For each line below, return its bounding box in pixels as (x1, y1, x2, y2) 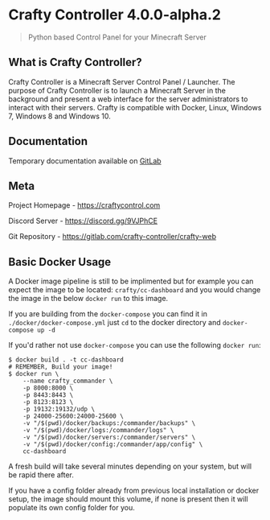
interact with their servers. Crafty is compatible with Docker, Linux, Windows (8, 102, 262, 112)
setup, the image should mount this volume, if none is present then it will (8, 494, 248, 504)
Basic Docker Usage (8, 255, 112, 269)
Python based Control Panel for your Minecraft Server (27, 32, 207, 42)
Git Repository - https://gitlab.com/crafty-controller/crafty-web (8, 232, 217, 241)
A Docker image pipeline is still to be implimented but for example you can (8, 276, 254, 287)
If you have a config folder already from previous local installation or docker (8, 485, 260, 496)
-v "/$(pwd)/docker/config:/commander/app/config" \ (22, 440, 203, 448)
